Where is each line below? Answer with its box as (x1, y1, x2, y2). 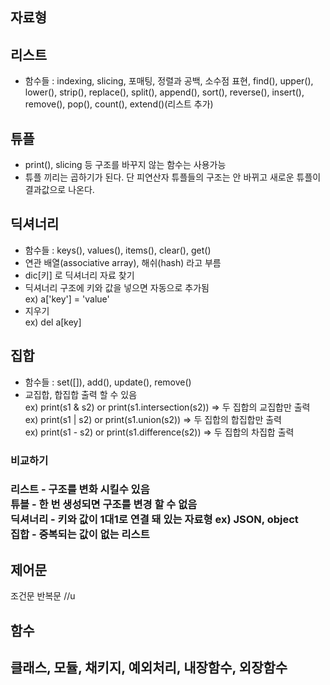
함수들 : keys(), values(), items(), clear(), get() (24, 244, 212, 256)
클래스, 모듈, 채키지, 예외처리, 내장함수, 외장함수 (10, 659, 288, 677)
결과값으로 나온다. (24, 184, 95, 196)
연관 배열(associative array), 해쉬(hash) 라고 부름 (24, 256, 222, 268)
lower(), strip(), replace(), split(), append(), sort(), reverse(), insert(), (24, 86, 305, 98)
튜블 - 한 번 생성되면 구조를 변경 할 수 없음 (10, 498, 198, 512)
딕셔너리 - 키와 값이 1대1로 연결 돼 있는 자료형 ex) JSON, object (10, 513, 299, 527)
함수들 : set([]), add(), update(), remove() (24, 376, 192, 388)
